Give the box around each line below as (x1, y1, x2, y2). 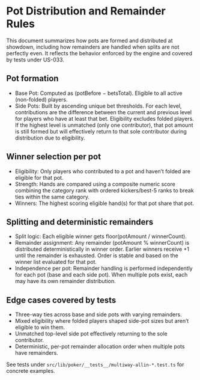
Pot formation (6, 73, 59, 84)
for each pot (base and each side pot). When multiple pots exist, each (14, 271, 188, 278)
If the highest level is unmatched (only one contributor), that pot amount (14, 121, 193, 129)
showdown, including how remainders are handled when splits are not (6, 43, 180, 51)
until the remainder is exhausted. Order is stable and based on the (14, 252, 178, 259)
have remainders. (14, 349, 58, 357)
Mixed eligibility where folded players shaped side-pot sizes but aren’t (14, 317, 189, 325)
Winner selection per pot (6, 152, 101, 162)
